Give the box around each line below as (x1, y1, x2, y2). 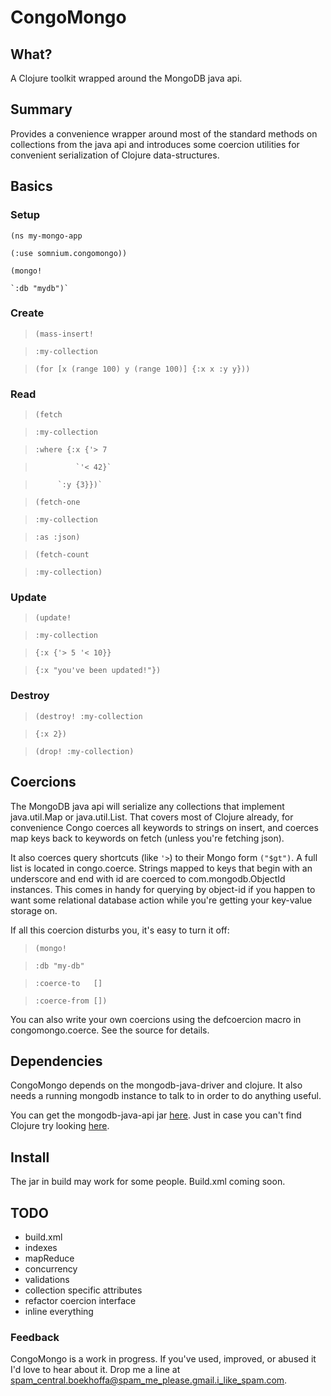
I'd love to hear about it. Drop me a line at (10, 1364, 181, 1376)
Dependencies (10, 1052, 103, 1070)
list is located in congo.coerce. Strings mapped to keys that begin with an (10, 862, 313, 874)
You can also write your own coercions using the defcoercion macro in (10, 1013, 302, 1025)
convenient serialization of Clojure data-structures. (10, 149, 220, 161)
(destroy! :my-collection (34, 711, 143, 721)
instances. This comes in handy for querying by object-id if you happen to (10, 883, 316, 895)
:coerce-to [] (34, 978, 103, 988)
